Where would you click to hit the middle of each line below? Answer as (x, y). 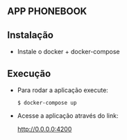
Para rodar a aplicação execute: (63, 90)
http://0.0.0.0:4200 (44, 129)
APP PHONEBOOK (47, 11)
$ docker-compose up (47, 103)
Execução (29, 73)
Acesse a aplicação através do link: (68, 116)
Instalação (31, 35)
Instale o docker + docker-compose (68, 52)
